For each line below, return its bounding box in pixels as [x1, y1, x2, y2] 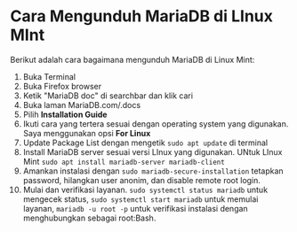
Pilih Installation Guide [22, 109, 108, 120]
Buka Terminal [22, 71, 76, 81]
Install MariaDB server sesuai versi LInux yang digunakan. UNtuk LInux [22, 146, 283, 157]
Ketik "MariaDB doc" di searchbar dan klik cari [22, 90, 194, 101]
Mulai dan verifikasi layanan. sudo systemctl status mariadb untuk [22, 184, 269, 195]
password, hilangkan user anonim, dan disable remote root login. [22, 174, 261, 185]
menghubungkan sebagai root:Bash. [22, 213, 157, 223]
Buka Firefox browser [22, 81, 102, 91]
